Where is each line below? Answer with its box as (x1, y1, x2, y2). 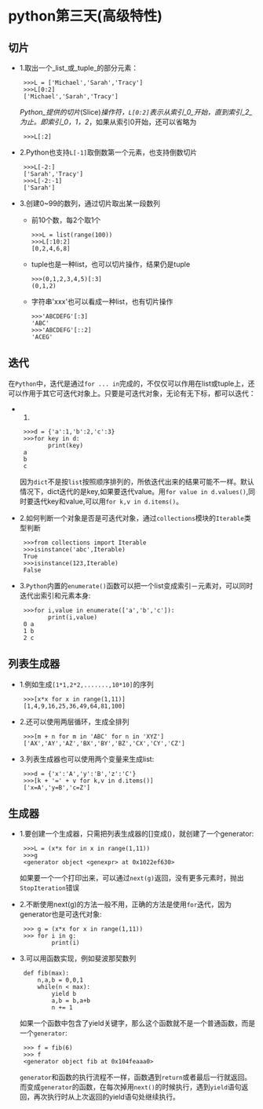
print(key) (48, 441, 84, 449)
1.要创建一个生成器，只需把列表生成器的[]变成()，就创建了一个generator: (19, 829, 254, 839)
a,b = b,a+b (51, 997, 90, 1005)
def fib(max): (23, 969, 70, 978)
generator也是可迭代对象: (19, 910, 102, 919)
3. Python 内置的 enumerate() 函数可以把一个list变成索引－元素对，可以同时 (19, 580, 254, 590)
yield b (51, 990, 77, 998)
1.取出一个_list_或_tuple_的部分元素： (19, 64, 139, 72)
